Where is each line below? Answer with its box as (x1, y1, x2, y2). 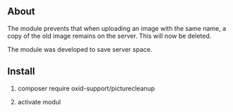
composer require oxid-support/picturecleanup (17, 84, 155, 92)
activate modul (17, 97, 61, 106)
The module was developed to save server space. (7, 45, 153, 53)
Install (7, 66, 35, 78)
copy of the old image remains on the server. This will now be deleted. (7, 31, 212, 40)
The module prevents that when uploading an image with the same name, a (7, 24, 227, 32)
